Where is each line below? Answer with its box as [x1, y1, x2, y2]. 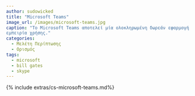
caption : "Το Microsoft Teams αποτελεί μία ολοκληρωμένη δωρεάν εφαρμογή [6, 24, 190, 31]
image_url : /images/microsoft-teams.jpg [6, 19, 106, 25]
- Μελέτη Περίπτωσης [11, 41, 61, 47]
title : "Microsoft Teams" [6, 14, 69, 20]
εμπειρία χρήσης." [6, 30, 51, 36]
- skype [11, 68, 30, 74]
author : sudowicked [6, 8, 54, 15]
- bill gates [11, 62, 43, 69]
